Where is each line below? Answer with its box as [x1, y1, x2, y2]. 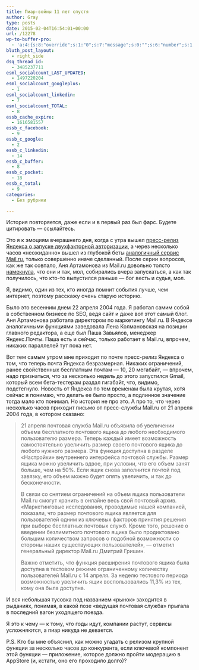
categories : [6, 191, 36, 197]
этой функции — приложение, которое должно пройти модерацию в [6, 651, 181, 658]
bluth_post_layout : [6, 48, 55, 54]
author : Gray [6, 14, 39, 20]
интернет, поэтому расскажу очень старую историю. [6, 293, 142, 300]
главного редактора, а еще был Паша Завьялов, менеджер [6, 329, 157, 337]
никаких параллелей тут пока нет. [6, 342, 93, 349]
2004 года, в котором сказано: [6, 411, 85, 418]
